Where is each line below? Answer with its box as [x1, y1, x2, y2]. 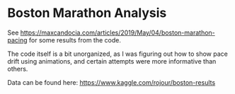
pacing [7, 35, 28, 44]
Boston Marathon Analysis [7, 5, 167, 21]
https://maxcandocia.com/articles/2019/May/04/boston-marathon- [20, 28, 216, 37]
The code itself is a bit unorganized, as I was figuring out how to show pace [7, 49, 228, 58]
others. [7, 64, 28, 73]
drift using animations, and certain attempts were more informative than [7, 57, 217, 65]
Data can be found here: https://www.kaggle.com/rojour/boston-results [7, 78, 216, 86]
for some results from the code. [28, 35, 122, 44]
